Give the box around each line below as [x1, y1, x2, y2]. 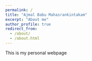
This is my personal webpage [5, 49, 67, 56]
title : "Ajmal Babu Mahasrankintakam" [5, 12, 87, 17]
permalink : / [5, 7, 33, 13]
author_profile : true [5, 21, 51, 27]
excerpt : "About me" [5, 17, 49, 22]
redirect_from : [5, 26, 38, 32]
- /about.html [10, 36, 40, 41]
